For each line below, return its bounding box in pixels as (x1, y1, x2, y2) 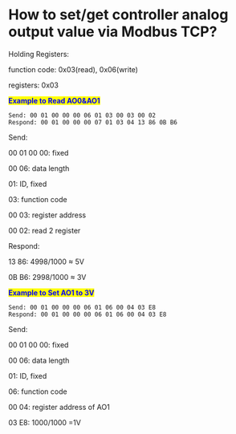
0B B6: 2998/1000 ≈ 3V (8, 272, 87, 282)
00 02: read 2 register (8, 225, 81, 235)
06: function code (8, 387, 67, 396)
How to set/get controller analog (8, 6, 229, 24)
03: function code (8, 194, 67, 204)
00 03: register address (8, 210, 87, 220)
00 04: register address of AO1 (8, 402, 110, 412)
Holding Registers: (8, 49, 70, 59)
